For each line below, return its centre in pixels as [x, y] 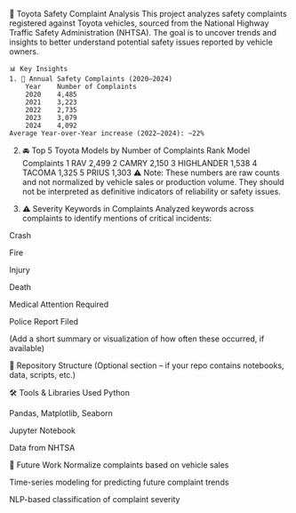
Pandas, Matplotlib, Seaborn [61, 413]
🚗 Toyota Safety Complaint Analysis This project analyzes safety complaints [148, 14]
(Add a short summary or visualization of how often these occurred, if [137, 339]
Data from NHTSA [42, 448]
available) [27, 348]
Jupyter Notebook [43, 430]
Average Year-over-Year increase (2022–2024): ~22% [107, 133]
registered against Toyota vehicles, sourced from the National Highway [139, 23]
